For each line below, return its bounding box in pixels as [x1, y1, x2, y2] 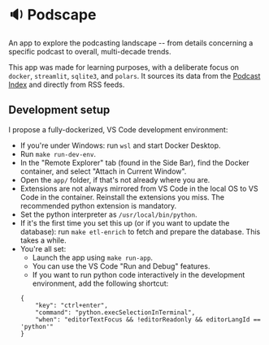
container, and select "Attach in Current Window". [20, 166, 187, 176]
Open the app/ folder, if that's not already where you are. [20, 175, 210, 184]
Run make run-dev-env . [20, 149, 96, 158]
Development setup [8, 103, 111, 117]
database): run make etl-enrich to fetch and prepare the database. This [20, 226, 261, 236]
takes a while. [20, 235, 67, 245]
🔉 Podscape [8, 6, 97, 24]
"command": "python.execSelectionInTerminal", [35, 308, 196, 317]
